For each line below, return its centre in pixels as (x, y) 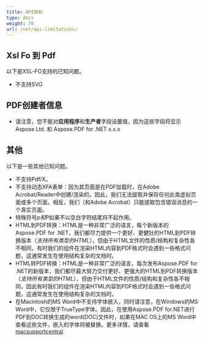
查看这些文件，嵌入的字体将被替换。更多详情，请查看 (82, 324)
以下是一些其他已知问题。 (38, 166)
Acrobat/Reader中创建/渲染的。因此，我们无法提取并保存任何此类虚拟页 (106, 194)
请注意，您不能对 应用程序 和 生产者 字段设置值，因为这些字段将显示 (98, 121)
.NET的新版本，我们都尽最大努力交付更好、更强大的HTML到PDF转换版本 (107, 271)
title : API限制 (25, 12)
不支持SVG (29, 84)
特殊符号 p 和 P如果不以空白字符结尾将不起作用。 (75, 217)
